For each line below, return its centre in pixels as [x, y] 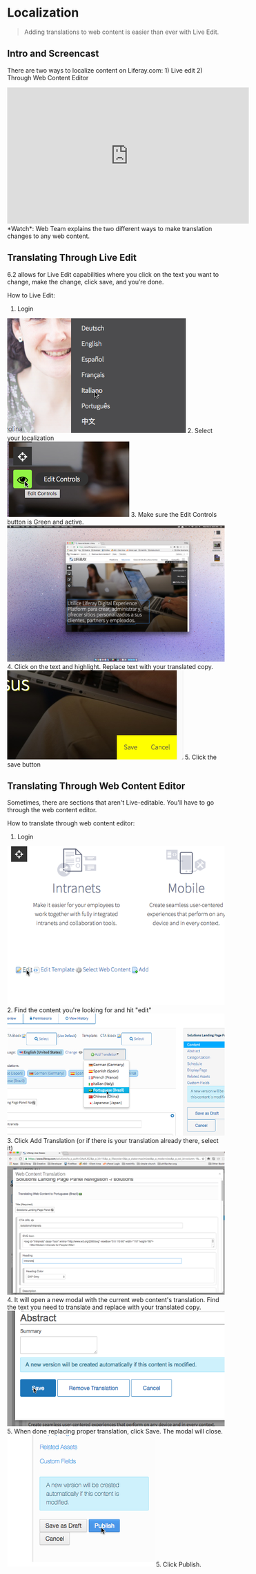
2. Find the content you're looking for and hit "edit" [79, 1010]
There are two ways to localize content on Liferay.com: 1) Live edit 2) [105, 70]
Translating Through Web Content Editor [96, 786]
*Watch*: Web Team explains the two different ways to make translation [110, 228]
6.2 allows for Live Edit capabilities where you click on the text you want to [113, 274]
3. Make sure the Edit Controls [174, 514]
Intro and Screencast [53, 54]
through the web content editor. [52, 810]
